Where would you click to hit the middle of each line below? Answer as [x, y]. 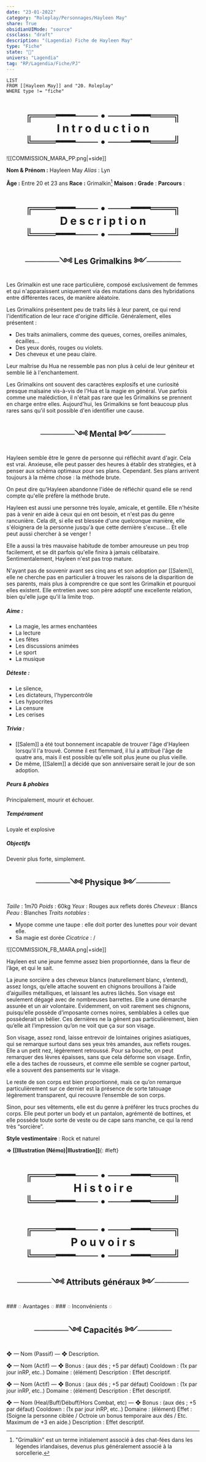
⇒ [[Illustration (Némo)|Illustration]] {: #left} [63, 1150]
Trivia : [16, 729]
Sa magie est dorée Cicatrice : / [55, 937]
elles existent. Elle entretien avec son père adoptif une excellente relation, [99, 590]
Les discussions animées [47, 646]
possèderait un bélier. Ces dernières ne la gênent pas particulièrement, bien [102, 1019]
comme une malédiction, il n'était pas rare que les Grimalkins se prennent [99, 397]
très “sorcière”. [25, 1126]
